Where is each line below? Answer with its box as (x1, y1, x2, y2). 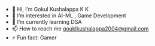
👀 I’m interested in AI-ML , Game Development (11, 12, 127, 19)
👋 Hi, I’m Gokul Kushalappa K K (11, 6, 89, 13)
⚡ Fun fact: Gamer (11, 34, 57, 41)
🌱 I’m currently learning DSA (11, 19, 82, 25)
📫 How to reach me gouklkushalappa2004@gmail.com (11, 25, 149, 32)
